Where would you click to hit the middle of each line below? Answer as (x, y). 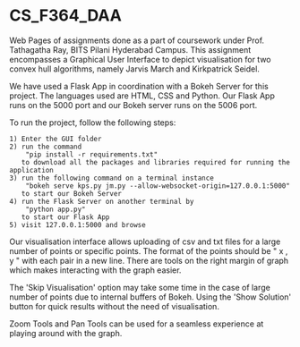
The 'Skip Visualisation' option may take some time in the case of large (140, 287)
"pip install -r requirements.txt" (92, 154)
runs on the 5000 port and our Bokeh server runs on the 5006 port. (133, 105)
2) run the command (46, 147)
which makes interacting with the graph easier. (95, 270)
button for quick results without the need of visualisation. (114, 306)
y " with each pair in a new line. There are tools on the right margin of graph (149, 260)
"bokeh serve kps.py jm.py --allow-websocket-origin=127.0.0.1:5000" (158, 186)
